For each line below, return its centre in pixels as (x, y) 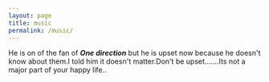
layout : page (30, 16)
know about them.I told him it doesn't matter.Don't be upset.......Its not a (127, 61)
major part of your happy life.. (57, 70)
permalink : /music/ (41, 30)
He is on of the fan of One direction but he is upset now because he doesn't (134, 53)
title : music (30, 23)
